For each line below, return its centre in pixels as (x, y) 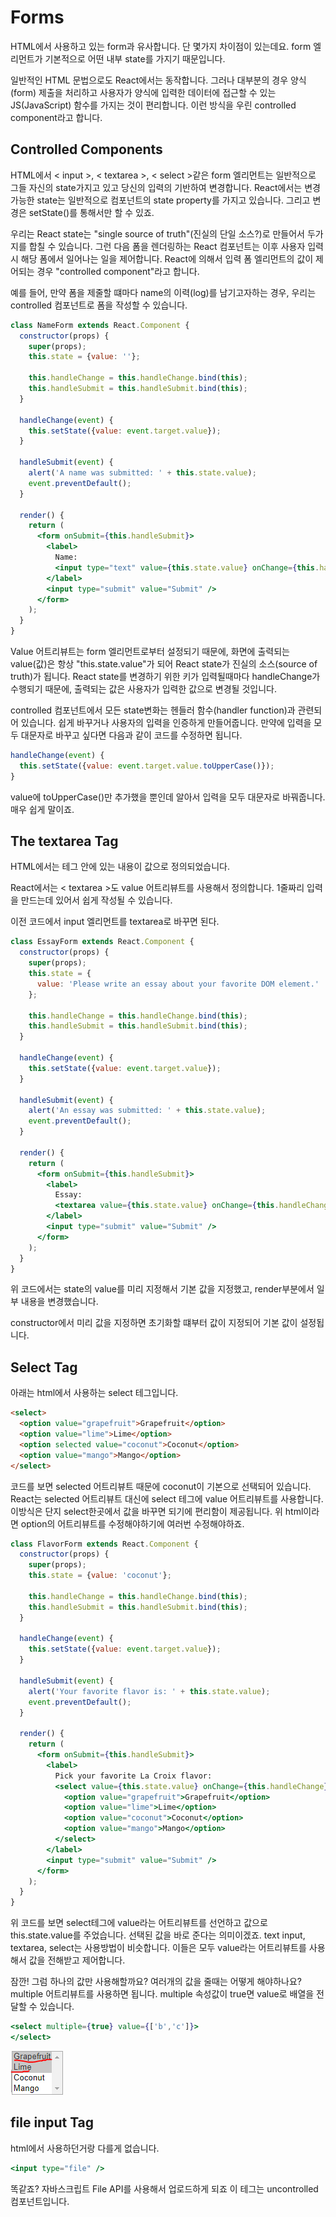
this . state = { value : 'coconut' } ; (100, 1576)
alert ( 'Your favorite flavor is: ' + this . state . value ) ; (149, 1691)
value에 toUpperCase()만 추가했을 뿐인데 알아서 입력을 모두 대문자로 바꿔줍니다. (168, 797)
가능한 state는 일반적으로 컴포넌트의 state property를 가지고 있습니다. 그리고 (160, 200)
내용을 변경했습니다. (59, 1302)
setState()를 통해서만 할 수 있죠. (91, 212)
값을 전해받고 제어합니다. (77, 1960)
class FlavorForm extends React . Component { (104, 1544)
